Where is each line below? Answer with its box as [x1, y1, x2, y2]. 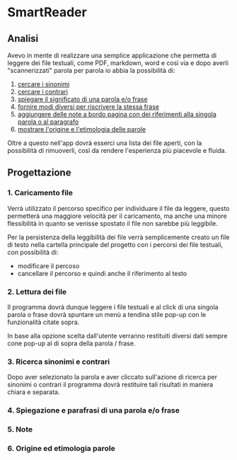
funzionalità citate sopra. [7, 318, 80, 326]
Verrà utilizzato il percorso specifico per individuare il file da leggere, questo [7, 204, 230, 212]
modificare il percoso [17, 261, 80, 270]
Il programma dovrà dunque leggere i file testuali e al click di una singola [7, 302, 219, 311]
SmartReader [7, 4, 87, 21]
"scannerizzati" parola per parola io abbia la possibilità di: [7, 67, 175, 74]
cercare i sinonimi [17, 80, 70, 88]
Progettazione [7, 167, 71, 179]
